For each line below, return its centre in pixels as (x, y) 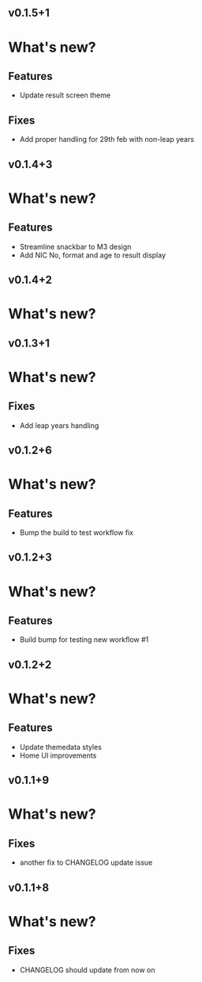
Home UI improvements (58, 755)
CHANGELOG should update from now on (87, 969)
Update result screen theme (65, 95)
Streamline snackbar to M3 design (75, 246)
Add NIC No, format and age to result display (93, 255)
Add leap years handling (59, 425)
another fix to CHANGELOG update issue (86, 862)
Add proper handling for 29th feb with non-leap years (107, 139)
